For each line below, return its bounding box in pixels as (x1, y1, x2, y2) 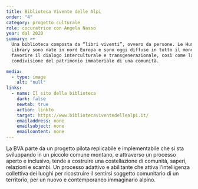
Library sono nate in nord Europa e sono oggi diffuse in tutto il (11, 47, 181, 53)
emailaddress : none (16, 118, 65, 124)
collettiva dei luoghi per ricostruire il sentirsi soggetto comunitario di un (6, 170, 179, 177)
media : (6, 68, 22, 74)
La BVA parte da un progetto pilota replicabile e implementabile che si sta (6, 145, 184, 152)
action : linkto (16, 107, 54, 112)
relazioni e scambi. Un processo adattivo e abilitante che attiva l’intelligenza (6, 164, 190, 171)
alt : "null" (16, 79, 46, 85)
